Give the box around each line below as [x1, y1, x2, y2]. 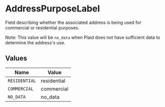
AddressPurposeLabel [5, 3, 100, 14]
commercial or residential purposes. [5, 24, 79, 30]
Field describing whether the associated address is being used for [5, 19, 141, 25]
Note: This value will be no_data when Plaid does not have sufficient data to [5, 34, 160, 40]
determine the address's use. [5, 39, 66, 45]
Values [5, 54, 27, 63]
